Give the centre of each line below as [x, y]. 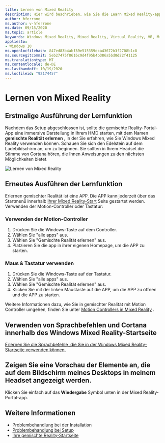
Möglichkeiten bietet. [26, 159]
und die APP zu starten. [36, 295]
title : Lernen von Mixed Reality [39, 10]
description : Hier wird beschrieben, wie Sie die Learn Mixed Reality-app [83, 14]
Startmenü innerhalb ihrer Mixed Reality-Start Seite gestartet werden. [75, 201]
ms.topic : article [24, 32]
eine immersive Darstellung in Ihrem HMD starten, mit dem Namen [82, 133]
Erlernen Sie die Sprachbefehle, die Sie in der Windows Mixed [68, 345]
